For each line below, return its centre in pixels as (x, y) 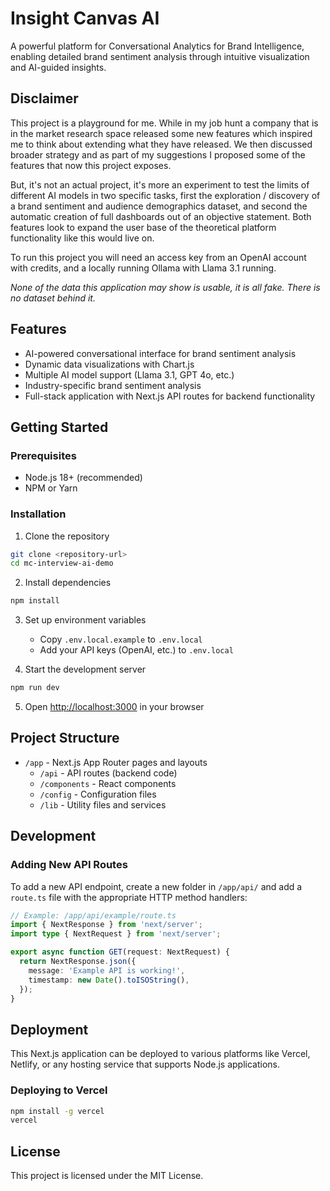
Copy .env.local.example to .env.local (121, 639)
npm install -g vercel (57, 1111)
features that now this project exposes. (91, 165)
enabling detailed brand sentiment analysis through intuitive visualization (160, 56)
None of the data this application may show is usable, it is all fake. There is (165, 287)
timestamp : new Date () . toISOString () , (109, 980)
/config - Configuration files (98, 794)
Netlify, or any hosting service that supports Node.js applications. (145, 1064)
